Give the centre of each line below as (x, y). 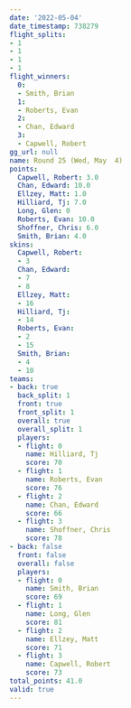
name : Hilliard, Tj (62, 454)
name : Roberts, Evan (64, 480)
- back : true (34, 387)
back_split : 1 (44, 396)
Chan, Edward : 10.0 (54, 186)
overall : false (46, 564)
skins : (22, 245)
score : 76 (44, 488)
